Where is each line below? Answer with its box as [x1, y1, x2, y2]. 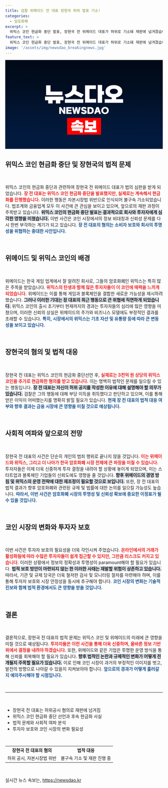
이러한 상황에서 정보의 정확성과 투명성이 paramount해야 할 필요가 [19, 559, 148, 565]
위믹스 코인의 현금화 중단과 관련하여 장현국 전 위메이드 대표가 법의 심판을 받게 [5, 184, 156, 190]
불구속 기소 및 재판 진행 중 [60, 755, 111, 761]
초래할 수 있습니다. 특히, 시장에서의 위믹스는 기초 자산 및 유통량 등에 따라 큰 [5, 316, 150, 322]
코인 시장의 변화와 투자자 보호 [5, 523, 90, 531]
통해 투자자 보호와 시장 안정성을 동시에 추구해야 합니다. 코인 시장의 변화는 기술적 [5, 578, 161, 584]
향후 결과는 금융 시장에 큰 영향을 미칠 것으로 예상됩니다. [14, 403, 121, 409]
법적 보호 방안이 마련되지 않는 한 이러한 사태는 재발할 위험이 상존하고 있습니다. [11, 566, 161, 572]
